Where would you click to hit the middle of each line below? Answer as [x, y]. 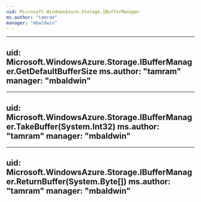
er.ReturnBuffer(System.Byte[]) [66, 182]
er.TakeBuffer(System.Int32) [61, 126]
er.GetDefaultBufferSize [52, 71]
